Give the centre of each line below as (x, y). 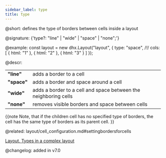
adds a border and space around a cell (77, 82)
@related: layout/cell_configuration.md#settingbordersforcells (68, 131)
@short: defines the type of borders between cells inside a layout (72, 28)
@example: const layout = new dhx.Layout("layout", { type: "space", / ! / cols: (83, 47)
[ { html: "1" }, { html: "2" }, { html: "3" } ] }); (49, 53)
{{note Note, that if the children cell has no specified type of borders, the (79, 116)
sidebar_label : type (26, 10)
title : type (17, 14)
